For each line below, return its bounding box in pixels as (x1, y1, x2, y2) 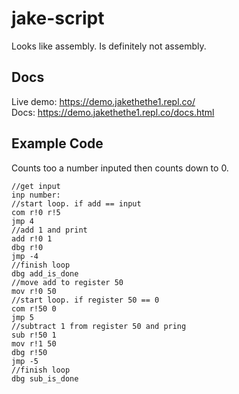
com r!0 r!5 (11, 207, 61, 217)
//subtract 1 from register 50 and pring (11, 321, 187, 331)
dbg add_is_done (11, 268, 79, 279)
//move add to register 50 (11, 277, 124, 287)
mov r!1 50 (11, 338, 57, 349)
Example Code (11, 135, 104, 152)
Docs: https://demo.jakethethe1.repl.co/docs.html (11, 106, 215, 118)
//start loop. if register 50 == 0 (11, 295, 160, 305)
